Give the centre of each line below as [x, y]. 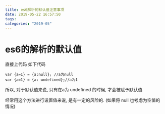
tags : [11, 19]
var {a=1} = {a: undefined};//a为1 [41, 80]
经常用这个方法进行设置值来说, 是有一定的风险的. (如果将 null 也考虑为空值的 [83, 100]
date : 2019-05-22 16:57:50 [33, 14]
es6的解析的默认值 [43, 50]
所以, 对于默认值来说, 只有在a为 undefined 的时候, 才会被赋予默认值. [74, 90]
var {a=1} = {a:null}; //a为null [39, 75]
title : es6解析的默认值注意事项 [35, 10]
